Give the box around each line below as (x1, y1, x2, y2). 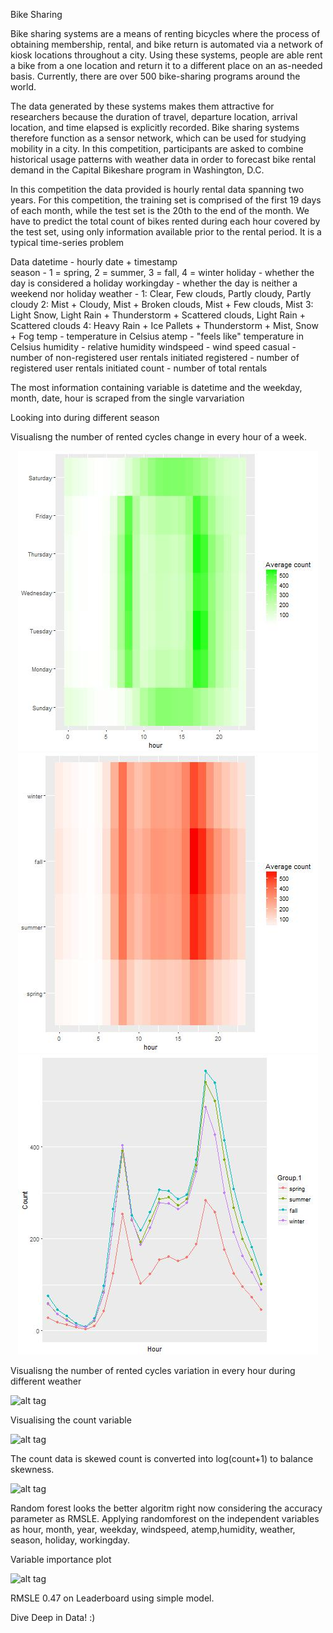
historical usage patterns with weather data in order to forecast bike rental (10, 154, 317, 165)
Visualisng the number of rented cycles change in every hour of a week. (10, 431, 307, 443)
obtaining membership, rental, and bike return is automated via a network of (10, 39, 324, 50)
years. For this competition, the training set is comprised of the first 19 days (10, 194, 322, 206)
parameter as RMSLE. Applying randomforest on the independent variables (10, 1513, 320, 1524)
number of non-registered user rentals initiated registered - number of (10, 352, 300, 363)
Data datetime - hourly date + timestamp (10, 256, 178, 268)
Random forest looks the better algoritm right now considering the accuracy (10, 1502, 323, 1514)
